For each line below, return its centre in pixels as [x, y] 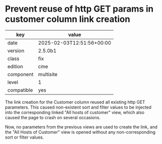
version [16, 50]
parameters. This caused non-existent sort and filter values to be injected [78, 107]
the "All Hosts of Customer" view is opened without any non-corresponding [80, 132]
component [21, 74]
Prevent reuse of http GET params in [79, 9]
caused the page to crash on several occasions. [53, 117]
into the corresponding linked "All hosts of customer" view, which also [75, 112]
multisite [48, 74]
